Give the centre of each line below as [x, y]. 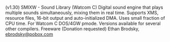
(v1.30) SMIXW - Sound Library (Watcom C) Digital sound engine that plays [84, 7]
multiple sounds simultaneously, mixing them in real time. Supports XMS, [82, 13]
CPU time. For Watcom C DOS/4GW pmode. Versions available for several [83, 23]
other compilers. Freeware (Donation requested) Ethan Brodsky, [72, 29]
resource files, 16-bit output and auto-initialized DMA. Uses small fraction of [85, 18]
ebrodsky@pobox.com [29, 34]
